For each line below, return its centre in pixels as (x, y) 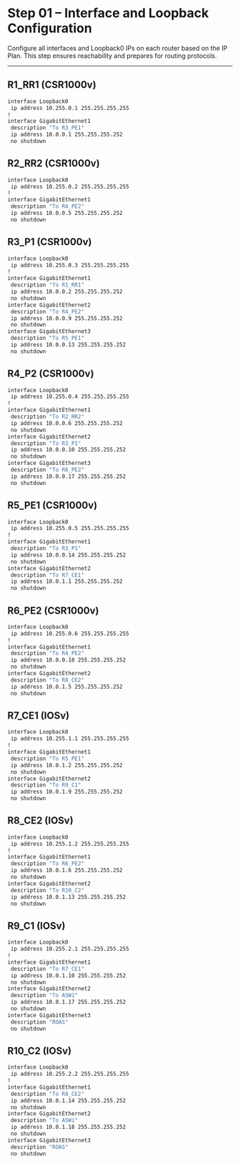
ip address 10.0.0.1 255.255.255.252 (66, 135)
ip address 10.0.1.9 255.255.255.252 (66, 792)
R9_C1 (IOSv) (36, 925)
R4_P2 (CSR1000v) (51, 374)
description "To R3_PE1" (47, 128)
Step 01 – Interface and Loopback (108, 13)
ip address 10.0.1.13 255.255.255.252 (68, 897)
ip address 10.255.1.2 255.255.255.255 (70, 844)
